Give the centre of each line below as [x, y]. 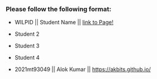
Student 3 [27, 46]
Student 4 [27, 58]
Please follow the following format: [59, 9]
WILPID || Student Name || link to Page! [64, 22]
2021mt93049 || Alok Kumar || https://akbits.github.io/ [82, 69]
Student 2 [27, 34]
